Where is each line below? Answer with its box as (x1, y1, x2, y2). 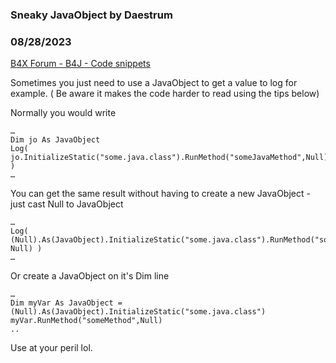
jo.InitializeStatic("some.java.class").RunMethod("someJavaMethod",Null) (10, 153, 329, 163)
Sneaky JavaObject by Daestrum (10, 8, 173, 22)
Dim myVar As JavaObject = (10, 298, 123, 308)
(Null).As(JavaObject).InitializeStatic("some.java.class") (10, 307, 267, 317)
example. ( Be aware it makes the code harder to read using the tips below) (10, 88, 320, 100)
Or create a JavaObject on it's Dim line (10, 270, 170, 282)
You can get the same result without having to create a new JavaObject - (10, 188, 311, 200)
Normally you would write (10, 107, 117, 119)
